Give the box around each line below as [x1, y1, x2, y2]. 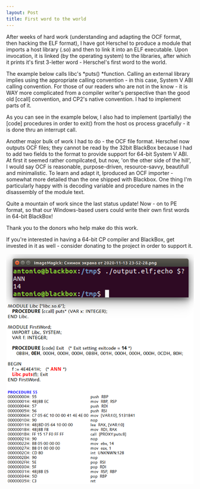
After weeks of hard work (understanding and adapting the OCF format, [6, 33, 182, 40]
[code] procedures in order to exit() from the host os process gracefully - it [6, 119, 190, 127]
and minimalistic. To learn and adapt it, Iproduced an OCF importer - [6, 169, 174, 176]
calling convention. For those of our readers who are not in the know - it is [6, 82, 188, 90]
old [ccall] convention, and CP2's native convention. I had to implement [6, 96, 182, 103]
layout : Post [6, 10, 39, 16]
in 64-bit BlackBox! [6, 213, 54, 220]
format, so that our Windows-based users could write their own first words [6, 206, 189, 213]
